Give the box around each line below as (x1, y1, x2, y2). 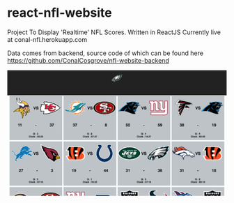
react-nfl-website (7, 5, 113, 21)
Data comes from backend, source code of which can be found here (7, 49, 204, 57)
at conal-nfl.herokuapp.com (7, 35, 88, 43)
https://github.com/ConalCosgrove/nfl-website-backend (7, 56, 169, 64)
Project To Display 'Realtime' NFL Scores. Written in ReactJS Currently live (7, 28, 221, 36)
